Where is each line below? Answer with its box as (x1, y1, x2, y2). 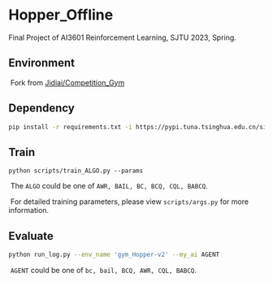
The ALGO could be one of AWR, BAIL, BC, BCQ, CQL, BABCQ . (10, 181, 209, 191)
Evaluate (8, 229, 54, 243)
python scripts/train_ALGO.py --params (8, 167, 144, 176)
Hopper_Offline (8, 6, 114, 24)
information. (8, 206, 50, 215)
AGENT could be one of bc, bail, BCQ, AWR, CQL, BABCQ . (10, 265, 197, 275)
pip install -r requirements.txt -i (8, 123, 132, 131)
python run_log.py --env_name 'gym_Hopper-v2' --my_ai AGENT (8, 250, 220, 259)
